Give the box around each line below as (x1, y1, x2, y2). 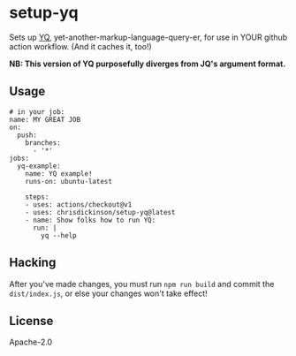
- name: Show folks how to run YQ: (25, 216, 156, 224)
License (9, 313, 54, 329)
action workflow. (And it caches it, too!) (9, 41, 152, 51)
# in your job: (9, 107, 65, 117)
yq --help (41, 231, 77, 240)
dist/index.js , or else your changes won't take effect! (9, 288, 208, 299)
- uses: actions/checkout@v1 (25, 200, 133, 209)
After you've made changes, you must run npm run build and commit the (9, 278, 275, 289)
